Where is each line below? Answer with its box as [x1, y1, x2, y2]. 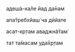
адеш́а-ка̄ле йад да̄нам [6, 5, 65, 12]
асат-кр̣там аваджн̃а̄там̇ [6, 28, 68, 35]
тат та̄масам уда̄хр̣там [6, 40, 63, 46]
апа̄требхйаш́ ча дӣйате [6, 17, 67, 23]
